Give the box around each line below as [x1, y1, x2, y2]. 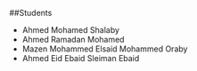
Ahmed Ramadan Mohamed [21, 35, 125, 44]
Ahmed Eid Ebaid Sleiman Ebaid [21, 53, 140, 63]
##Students [9, 8, 53, 18]
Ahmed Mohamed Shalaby [21, 25, 120, 35]
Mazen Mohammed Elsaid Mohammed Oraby [21, 43, 188, 54]
